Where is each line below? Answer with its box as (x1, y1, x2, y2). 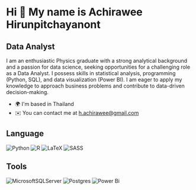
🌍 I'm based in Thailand (14, 101, 74, 107)
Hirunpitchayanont (6, 18, 101, 31)
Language (6, 128, 44, 139)
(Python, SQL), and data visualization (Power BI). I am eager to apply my (6, 76, 182, 83)
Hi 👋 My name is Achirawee (6, 5, 143, 19)
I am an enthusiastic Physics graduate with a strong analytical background (6, 57, 188, 64)
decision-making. (6, 89, 49, 95)
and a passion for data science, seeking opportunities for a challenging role (6, 63, 191, 70)
